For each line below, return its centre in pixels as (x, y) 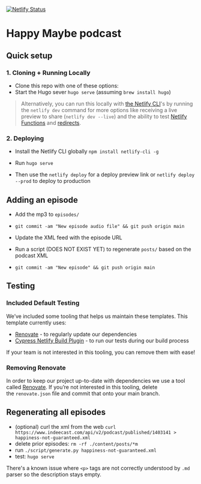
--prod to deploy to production (53, 181)
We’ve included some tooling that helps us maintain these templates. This (97, 316)
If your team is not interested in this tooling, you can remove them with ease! (101, 352)
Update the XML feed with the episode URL (68, 238)
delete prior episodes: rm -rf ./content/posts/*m (76, 443)
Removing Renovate (36, 368)
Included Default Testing (43, 303)
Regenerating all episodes (56, 412)
